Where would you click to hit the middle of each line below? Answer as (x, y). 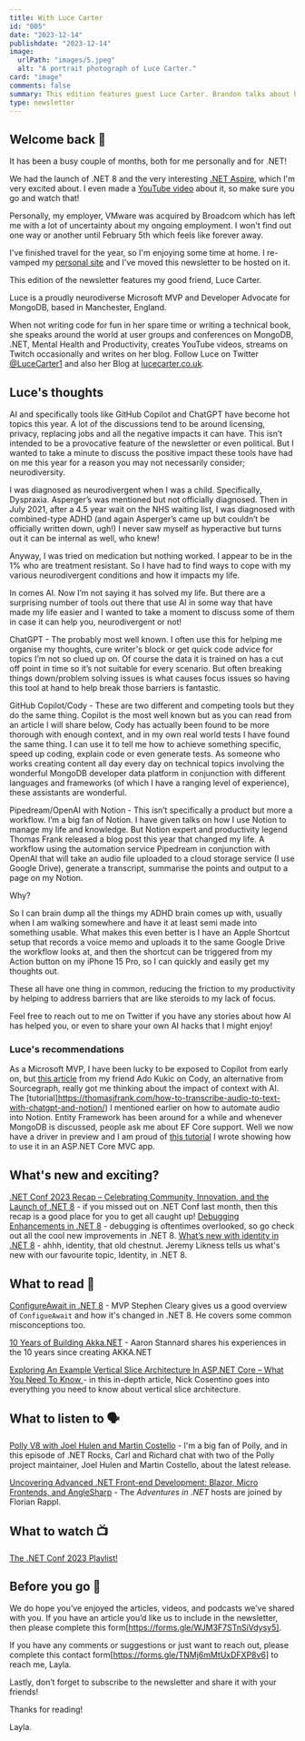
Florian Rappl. (35, 1502)
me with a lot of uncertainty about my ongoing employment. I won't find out (151, 226)
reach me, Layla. (40, 1665)
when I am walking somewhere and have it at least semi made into (133, 923)
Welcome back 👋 (58, 139)
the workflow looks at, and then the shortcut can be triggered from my (141, 951)
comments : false (40, 86)
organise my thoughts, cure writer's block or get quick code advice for (142, 649)
